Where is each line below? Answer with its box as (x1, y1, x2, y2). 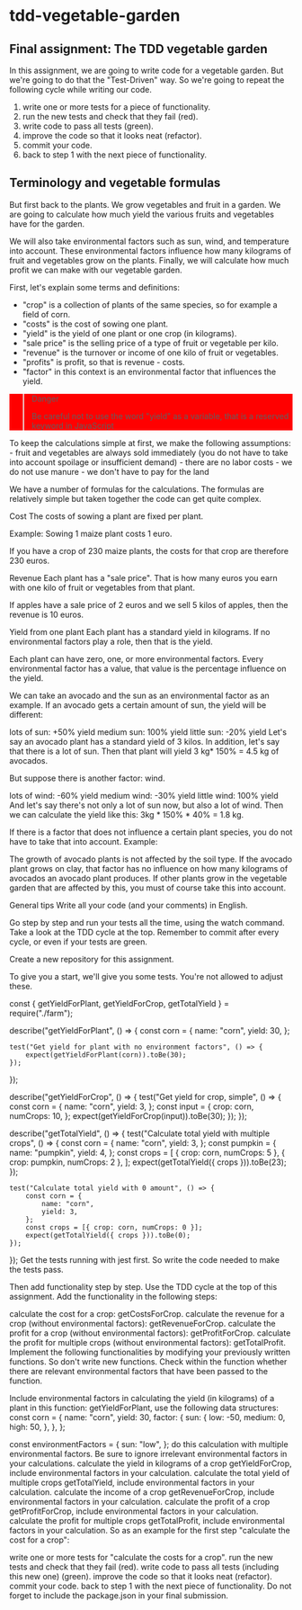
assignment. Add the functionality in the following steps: (9, 1291, 218, 1301)
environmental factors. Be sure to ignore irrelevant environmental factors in (9, 1448, 288, 1459)
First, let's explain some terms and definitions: (9, 282, 180, 292)
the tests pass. (9, 1264, 65, 1275)
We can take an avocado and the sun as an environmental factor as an (9, 690, 270, 701)
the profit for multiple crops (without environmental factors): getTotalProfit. (9, 1337, 286, 1347)
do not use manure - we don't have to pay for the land (9, 466, 209, 477)
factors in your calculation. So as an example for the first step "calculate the (9, 1525, 290, 1535)
